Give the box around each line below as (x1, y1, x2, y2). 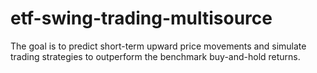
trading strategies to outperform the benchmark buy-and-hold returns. (10, 50, 301, 62)
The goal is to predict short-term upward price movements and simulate (10, 40, 307, 52)
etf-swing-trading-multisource (10, 7, 273, 30)
